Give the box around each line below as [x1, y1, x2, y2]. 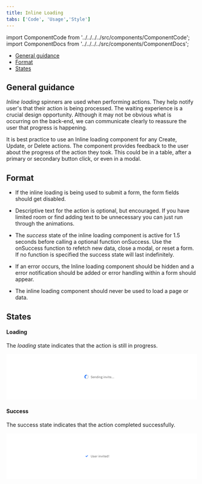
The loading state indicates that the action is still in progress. [6, 341, 158, 349]
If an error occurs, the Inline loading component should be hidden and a [15, 263, 195, 270]
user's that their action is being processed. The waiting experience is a [6, 105, 183, 112]
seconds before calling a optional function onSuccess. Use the [15, 238, 172, 246]
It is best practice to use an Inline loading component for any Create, [6, 136, 177, 143]
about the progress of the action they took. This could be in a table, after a [6, 149, 192, 156]
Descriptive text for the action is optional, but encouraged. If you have [15, 207, 190, 215]
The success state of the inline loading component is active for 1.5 [15, 232, 180, 239]
